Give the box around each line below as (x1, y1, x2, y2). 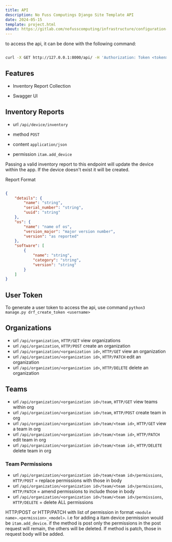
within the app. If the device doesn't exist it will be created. (5, 166, 130, 172)
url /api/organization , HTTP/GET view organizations (12, 337, 121, 344)
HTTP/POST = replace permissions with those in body (12, 477, 122, 484)
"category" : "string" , (32, 257, 81, 263)
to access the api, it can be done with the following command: (5, 41, 137, 47)
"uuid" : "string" (24, 210, 60, 215)
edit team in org (12, 436, 46, 443)
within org (12, 404, 34, 410)
